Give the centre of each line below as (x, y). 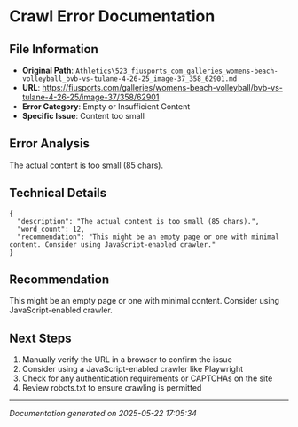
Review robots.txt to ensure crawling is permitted (112, 388)
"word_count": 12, (51, 229)
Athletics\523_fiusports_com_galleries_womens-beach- (176, 71)
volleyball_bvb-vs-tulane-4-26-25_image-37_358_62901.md (129, 79)
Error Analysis (50, 144)
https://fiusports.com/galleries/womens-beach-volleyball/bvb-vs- (163, 87)
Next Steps (40, 338)
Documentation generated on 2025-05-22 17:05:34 (103, 414)
